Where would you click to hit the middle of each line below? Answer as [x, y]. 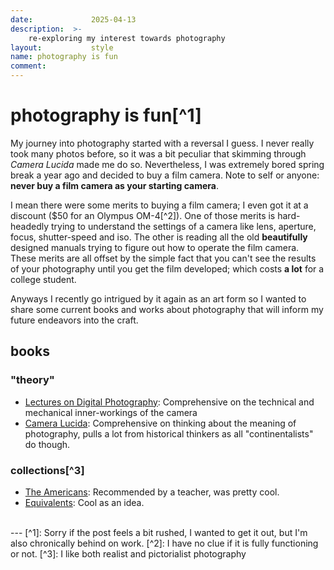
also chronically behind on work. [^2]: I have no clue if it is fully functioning [164, 543]
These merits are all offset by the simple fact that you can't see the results [163, 258]
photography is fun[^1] [106, 115]
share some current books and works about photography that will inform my [167, 309]
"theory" [32, 380]
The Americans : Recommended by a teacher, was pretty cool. [152, 492]
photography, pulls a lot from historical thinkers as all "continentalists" [169, 433]
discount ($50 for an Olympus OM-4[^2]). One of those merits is [143, 215]
